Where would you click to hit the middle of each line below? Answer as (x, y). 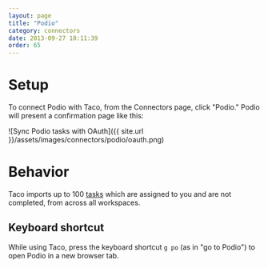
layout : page (30, 16)
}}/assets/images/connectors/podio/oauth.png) (86, 140)
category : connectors (44, 30)
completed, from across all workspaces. (74, 202)
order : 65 (25, 46)
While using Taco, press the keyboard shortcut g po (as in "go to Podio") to (132, 247)
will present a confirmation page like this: (76, 116)
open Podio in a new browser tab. (64, 255)
